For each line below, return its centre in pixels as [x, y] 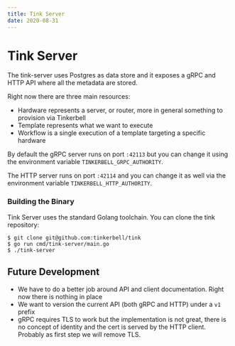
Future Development [54, 272]
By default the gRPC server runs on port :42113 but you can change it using [118, 154]
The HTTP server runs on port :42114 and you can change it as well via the [116, 175]
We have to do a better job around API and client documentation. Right [121, 289]
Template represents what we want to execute [85, 126]
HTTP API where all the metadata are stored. [73, 83]
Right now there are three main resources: [69, 97]
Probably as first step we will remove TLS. [79, 334]
